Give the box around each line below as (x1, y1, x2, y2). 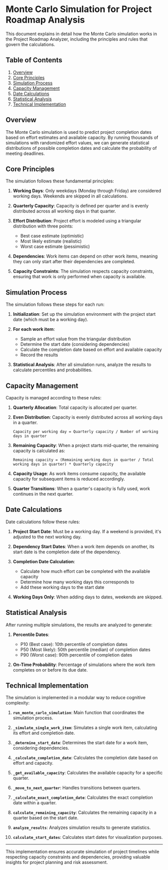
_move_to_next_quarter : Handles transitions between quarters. (12, 785, 141, 791)
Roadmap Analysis (5, 14, 85, 26)
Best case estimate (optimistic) (20, 233, 84, 239)
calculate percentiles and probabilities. (12, 367, 93, 373)
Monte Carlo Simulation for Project (5, 4, 152, 15)
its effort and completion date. (12, 730, 75, 736)
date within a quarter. (12, 800, 57, 806)
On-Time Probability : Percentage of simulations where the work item (12, 662, 156, 668)
